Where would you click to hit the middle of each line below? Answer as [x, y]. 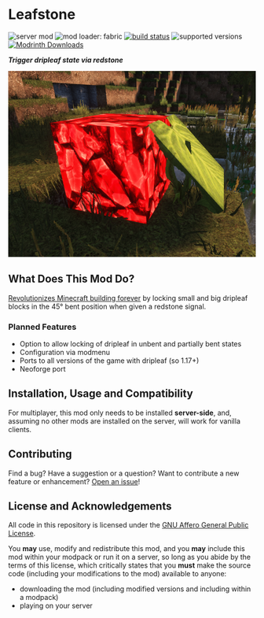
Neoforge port [42, 369]
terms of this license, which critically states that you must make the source [130, 565]
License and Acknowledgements [90, 507]
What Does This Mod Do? [71, 279]
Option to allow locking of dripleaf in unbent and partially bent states [130, 344]
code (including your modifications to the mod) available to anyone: [117, 574]
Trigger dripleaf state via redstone [66, 60]
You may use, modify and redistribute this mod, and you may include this [126, 549]
